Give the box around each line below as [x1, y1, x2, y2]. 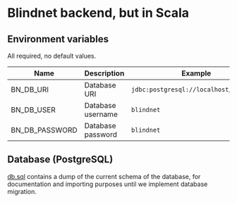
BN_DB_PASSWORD [11, 125, 78, 135]
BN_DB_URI [11, 85, 49, 94]
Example [181, 68, 212, 78]
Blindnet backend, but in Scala [7, 5, 189, 21]
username [84, 109, 118, 119]
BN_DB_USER [11, 105, 56, 114]
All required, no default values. [7, 51, 97, 60]
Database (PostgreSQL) [7, 154, 114, 166]
